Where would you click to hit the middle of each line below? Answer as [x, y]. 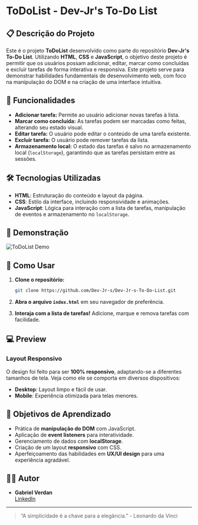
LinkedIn [25, 499]
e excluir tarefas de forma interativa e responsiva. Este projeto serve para [95, 69]
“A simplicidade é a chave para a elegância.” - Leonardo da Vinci [99, 516]
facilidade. [27, 320]
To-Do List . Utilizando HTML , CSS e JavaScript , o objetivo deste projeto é [97, 57]
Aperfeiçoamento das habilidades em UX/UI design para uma [90, 453]
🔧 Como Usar [31, 265]
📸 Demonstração [37, 233]
